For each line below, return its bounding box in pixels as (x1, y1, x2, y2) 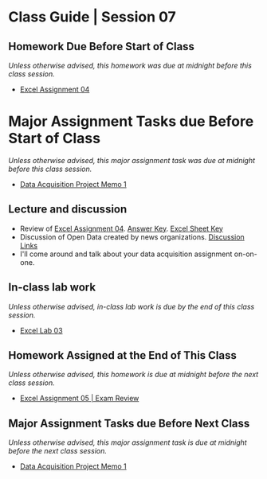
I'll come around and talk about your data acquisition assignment (19, 249, 233, 259)
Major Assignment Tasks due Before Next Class (8, 416, 250, 430)
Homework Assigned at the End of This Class (8, 349, 238, 362)
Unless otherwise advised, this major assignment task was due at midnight (8, 155, 256, 165)
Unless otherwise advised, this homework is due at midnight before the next (8, 370, 259, 380)
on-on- (234, 249, 257, 259)
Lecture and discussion (8, 203, 128, 216)
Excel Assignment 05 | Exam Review (19, 394, 139, 403)
